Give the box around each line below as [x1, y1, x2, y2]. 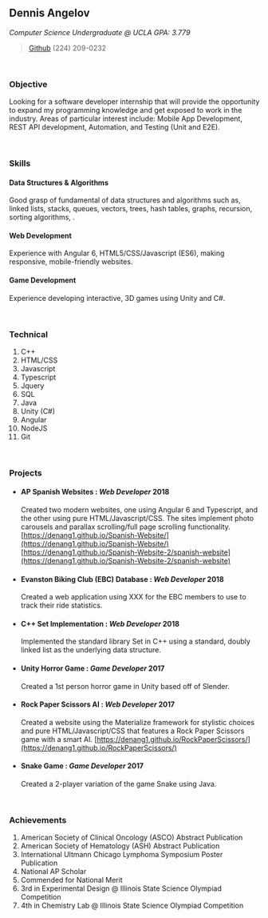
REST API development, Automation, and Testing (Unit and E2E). [9, 122, 220, 132]
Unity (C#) [20, 406, 55, 415]
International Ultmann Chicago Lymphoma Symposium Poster [20, 850, 223, 860]
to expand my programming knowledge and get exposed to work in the [9, 106, 242, 115]
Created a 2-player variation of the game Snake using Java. [20, 780, 217, 789]
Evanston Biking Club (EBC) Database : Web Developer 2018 [20, 574, 224, 583]
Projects [9, 467, 42, 479]
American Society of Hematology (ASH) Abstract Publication [20, 841, 220, 851]
